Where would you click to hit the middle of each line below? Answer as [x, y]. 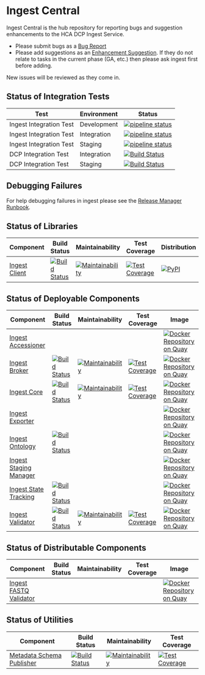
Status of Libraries [42, 226]
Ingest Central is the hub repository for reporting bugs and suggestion [95, 28]
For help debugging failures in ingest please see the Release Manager [94, 200]
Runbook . [18, 207]
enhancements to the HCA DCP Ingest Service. [66, 34]
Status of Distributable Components [76, 548]
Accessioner [27, 345]
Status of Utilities [40, 620]
